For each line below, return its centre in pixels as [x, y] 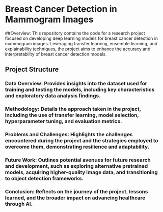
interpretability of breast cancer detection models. [56, 54]
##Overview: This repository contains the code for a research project [75, 33]
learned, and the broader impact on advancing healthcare [75, 198]
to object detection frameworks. [44, 179]
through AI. [19, 204]
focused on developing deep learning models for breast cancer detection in [81, 38]
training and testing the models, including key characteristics [80, 90]
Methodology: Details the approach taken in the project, [73, 109]
